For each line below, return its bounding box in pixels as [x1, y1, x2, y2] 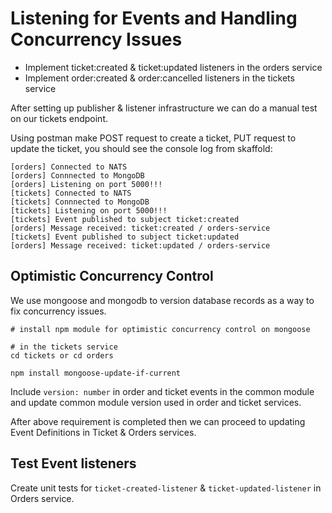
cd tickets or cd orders [10, 350, 114, 361]
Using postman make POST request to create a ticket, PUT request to [10, 132, 297, 144]
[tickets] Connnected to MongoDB [10, 197, 150, 207]
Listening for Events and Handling [10, 7, 298, 30]
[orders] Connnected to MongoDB [10, 170, 145, 181]
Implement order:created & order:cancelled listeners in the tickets [24, 72, 295, 84]
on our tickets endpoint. [10, 112, 109, 124]
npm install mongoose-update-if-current [10, 368, 182, 378]
